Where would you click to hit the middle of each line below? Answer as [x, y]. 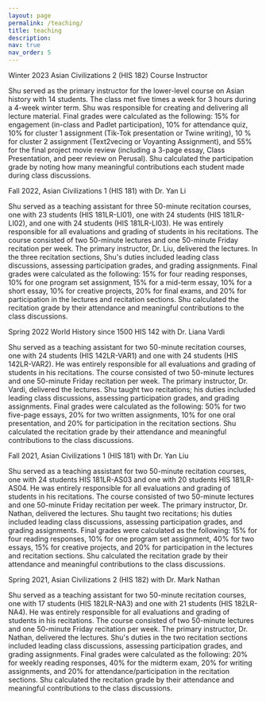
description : [30, 38]
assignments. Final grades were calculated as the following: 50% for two [127, 406]
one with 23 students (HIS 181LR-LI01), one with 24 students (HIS [115, 215]
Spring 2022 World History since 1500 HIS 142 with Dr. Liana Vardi [116, 332]
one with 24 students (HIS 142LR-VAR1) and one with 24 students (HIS [123, 356]
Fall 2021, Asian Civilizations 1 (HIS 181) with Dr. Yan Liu [98, 456]
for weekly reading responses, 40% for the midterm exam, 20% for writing [130, 663]
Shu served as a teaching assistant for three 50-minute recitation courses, [130, 206]
